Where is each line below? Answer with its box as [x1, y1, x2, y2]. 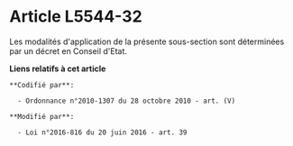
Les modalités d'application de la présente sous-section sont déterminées [9, 36, 285, 47]
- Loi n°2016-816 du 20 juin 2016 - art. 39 [17, 128, 188, 137]
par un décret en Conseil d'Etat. [9, 45, 128, 56]
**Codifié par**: [9, 80, 75, 89]
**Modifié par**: [9, 112, 75, 121]
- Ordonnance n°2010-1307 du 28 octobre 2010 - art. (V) [17, 96, 236, 105]
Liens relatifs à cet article [9, 63, 106, 74]
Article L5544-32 [9, 6, 142, 27]
